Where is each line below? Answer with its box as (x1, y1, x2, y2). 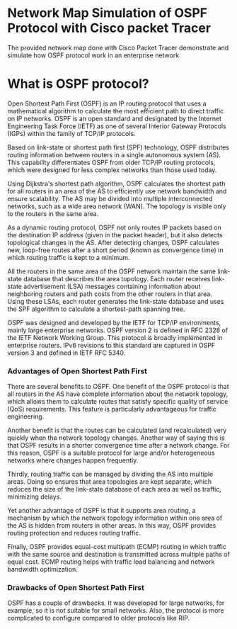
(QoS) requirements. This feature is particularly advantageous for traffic (7, 405, 217, 414)
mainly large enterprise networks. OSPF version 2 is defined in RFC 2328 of (7, 326, 229, 334)
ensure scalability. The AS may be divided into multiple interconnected (7, 194, 213, 203)
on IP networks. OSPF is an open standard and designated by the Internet (7, 114, 221, 123)
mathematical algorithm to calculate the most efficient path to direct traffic (7, 106, 224, 115)
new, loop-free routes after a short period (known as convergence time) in (7, 246, 224, 254)
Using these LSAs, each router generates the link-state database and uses (7, 297, 224, 305)
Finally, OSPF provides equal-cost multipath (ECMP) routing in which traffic (7, 543, 226, 551)
